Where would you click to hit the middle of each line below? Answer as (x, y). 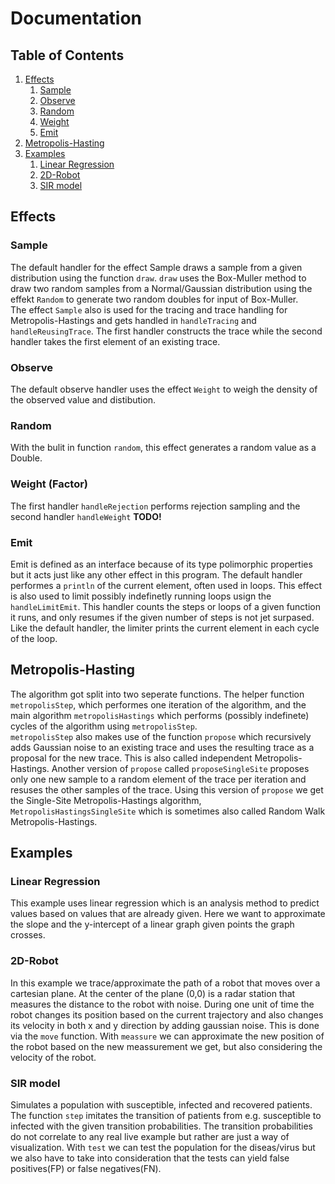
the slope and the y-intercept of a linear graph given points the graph (152, 924)
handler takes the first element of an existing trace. (115, 341)
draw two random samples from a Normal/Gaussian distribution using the (161, 288)
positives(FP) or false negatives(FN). (86, 1168)
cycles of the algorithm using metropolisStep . (104, 726)
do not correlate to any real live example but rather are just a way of (150, 1136)
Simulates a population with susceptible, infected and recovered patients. (161, 1104)
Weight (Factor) (49, 484)
